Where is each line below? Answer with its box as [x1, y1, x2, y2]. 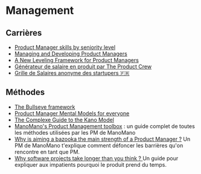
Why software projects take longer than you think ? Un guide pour [14, 155, 179, 162]
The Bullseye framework [14, 103, 75, 111]
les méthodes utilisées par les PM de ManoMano [14, 129, 136, 136]
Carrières [5, 28, 42, 38]
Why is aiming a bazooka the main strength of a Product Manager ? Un [14, 135, 191, 143]
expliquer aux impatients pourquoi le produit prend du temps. [14, 161, 167, 168]
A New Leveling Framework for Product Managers [14, 57, 139, 63]
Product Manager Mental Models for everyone [14, 109, 130, 117]
